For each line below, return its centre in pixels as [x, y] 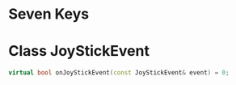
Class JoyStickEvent [79, 51]
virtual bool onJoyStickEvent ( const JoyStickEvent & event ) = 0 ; [119, 73]
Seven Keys [49, 14]
